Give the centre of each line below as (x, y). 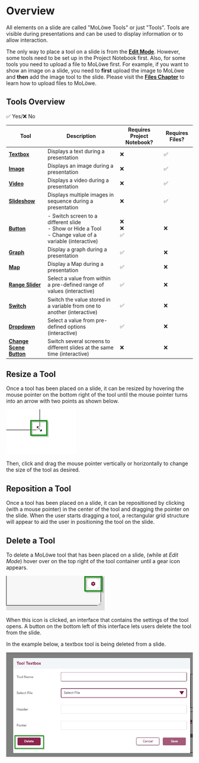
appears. (17, 567)
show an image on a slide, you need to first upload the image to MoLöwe (95, 70)
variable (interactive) (73, 241)
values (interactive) (71, 291)
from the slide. (24, 632)
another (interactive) (72, 312)
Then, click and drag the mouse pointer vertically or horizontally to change (97, 464)
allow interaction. (27, 40)
